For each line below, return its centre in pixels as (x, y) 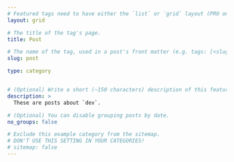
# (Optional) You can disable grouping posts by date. (88, 115)
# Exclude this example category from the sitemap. (84, 134)
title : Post (24, 39)
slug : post (23, 59)
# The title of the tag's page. (54, 33)
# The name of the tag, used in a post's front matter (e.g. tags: (107, 52)
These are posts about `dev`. (57, 103)
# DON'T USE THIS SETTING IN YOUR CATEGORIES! (76, 141)
